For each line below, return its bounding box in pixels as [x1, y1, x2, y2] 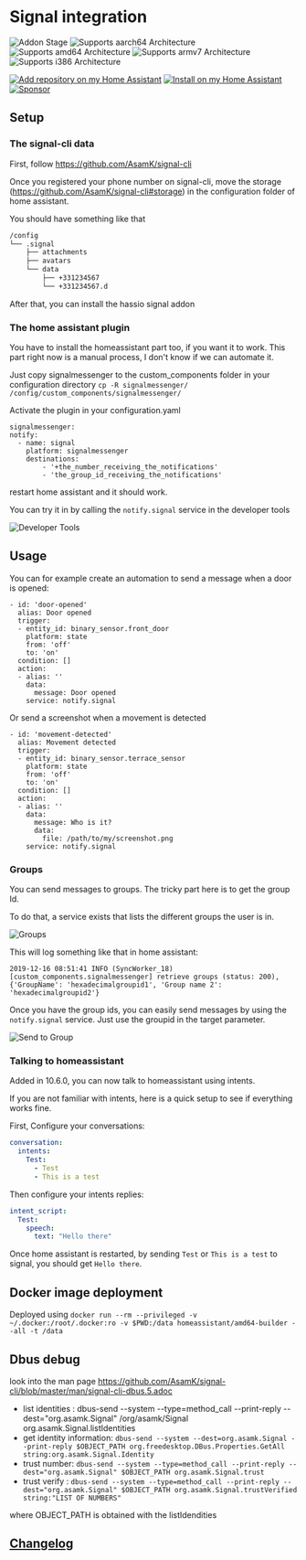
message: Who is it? [33, 817, 112, 827]
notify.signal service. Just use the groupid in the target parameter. [9, 1014, 266, 1025]
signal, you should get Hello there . [9, 1258, 142, 1269]
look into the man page [9, 1375, 96, 1386]
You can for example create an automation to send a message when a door [9, 572, 292, 583]
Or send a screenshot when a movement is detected [9, 711, 207, 723]
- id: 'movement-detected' [9, 730, 112, 739]
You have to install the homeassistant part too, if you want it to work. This [9, 342, 286, 353]
